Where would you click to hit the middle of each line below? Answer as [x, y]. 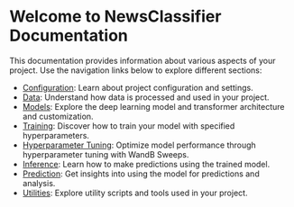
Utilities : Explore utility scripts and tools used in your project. [135, 193]
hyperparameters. [56, 135]
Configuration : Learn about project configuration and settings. [138, 87]
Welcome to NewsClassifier [115, 17]
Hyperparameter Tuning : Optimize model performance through [139, 145]
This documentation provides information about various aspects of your [143, 60]
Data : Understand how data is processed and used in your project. [146, 97]
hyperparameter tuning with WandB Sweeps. [106, 154]
